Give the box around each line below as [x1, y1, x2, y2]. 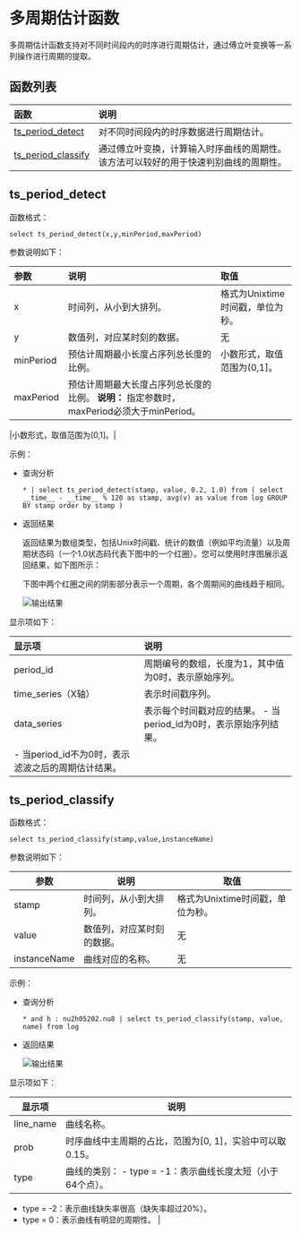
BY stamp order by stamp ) [21, 501, 124, 510]
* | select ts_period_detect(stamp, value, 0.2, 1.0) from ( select [21, 485, 284, 494]
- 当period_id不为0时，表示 [13, 748, 131, 760]
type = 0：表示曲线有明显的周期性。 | [21, 1214, 161, 1225]
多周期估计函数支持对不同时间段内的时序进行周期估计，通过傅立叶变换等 [9, 39, 276, 50]
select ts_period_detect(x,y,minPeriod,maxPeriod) [9, 229, 202, 238]
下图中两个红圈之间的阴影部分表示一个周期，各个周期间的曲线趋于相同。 [21, 578, 289, 589]
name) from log [21, 1023, 80, 1032]
